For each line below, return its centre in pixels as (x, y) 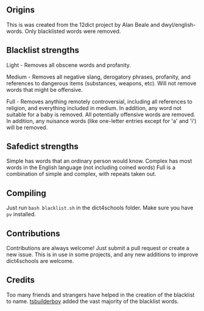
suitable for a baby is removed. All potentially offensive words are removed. (101, 114)
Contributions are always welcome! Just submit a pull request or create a (98, 248)
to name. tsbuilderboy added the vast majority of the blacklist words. (93, 301)
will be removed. (27, 127)
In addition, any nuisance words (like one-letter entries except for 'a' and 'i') (101, 121)
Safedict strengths (43, 146)
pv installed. (21, 214)
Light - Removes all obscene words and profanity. (69, 65)
